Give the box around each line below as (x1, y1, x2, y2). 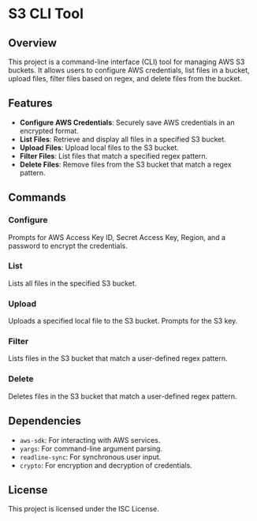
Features (8, 96, 53, 111)
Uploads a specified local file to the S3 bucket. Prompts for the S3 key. (8, 317, 238, 326)
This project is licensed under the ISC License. (8, 504, 159, 514)
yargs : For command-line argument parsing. (19, 444, 163, 453)
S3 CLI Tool (8, 5, 84, 23)
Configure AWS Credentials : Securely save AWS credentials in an (19, 118, 235, 127)
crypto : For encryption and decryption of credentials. (19, 460, 193, 470)
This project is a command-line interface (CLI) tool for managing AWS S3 (8, 57, 245, 66)
